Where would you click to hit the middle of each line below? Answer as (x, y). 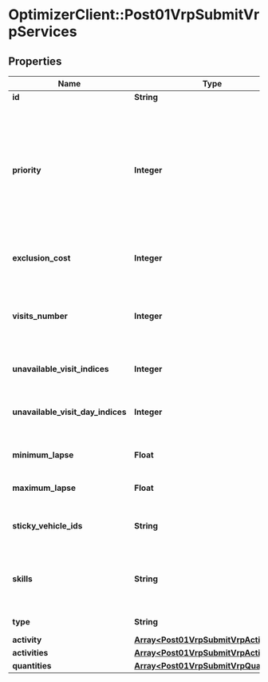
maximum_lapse (44, 488)
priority (27, 170)
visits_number (40, 316)
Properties (35, 61)
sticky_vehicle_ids (47, 526)
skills (23, 579)
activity (27, 640)
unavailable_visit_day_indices (69, 412)
